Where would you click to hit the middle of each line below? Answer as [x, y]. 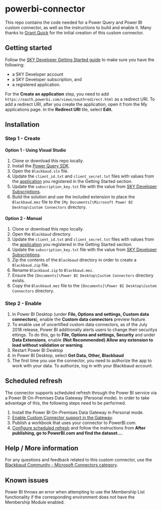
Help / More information [42, 448]
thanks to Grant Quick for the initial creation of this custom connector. [74, 33]
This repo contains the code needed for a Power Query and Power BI [74, 22]
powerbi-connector [45, 9]
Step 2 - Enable [23, 303]
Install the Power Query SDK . [41, 166]
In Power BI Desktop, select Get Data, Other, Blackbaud [68, 355]
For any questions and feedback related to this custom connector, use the [79, 460]
